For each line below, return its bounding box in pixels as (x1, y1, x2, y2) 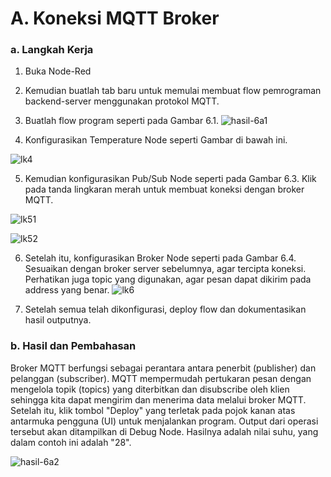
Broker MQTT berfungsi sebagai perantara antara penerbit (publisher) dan (10, 362, 317, 374)
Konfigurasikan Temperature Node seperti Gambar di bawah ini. (24, 134, 288, 146)
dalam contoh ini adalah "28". (10, 436, 132, 448)
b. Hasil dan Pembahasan (10, 339, 137, 353)
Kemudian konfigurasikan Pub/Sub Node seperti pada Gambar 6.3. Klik (24, 173, 317, 185)
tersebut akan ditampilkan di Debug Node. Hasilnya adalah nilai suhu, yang (10, 425, 319, 437)
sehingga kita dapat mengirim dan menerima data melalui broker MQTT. (10, 393, 307, 406)
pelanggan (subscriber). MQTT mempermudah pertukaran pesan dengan (10, 372, 312, 384)
